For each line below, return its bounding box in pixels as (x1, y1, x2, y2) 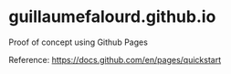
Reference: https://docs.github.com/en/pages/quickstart (8, 54, 221, 65)
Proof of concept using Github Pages (8, 37, 148, 48)
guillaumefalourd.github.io (8, 6, 216, 27)
